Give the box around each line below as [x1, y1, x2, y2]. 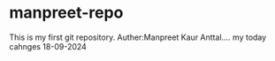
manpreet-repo [9, 3, 124, 23]
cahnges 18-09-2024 [9, 41, 87, 51]
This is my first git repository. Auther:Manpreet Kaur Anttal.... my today [9, 32, 267, 42]
